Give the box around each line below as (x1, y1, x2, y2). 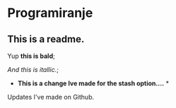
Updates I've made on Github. (7, 93, 94, 101)
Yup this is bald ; (7, 52, 55, 60)
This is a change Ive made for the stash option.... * (17, 79, 170, 88)
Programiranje (7, 5, 93, 21)
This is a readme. (7, 33, 85, 45)
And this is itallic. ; (7, 66, 59, 73)
